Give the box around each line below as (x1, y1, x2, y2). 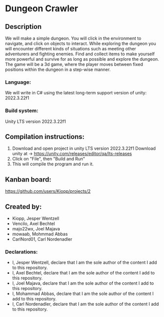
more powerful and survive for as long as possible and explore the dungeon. (5, 56, 159, 62)
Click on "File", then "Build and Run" (12, 156, 86, 162)
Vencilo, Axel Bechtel (12, 221, 55, 226)
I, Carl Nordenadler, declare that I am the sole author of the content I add (12, 301, 159, 307)
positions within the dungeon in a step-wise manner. (5, 67, 111, 72)
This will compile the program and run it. (12, 161, 94, 167)
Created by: (5, 203, 42, 211)
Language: (5, 79, 31, 86)
